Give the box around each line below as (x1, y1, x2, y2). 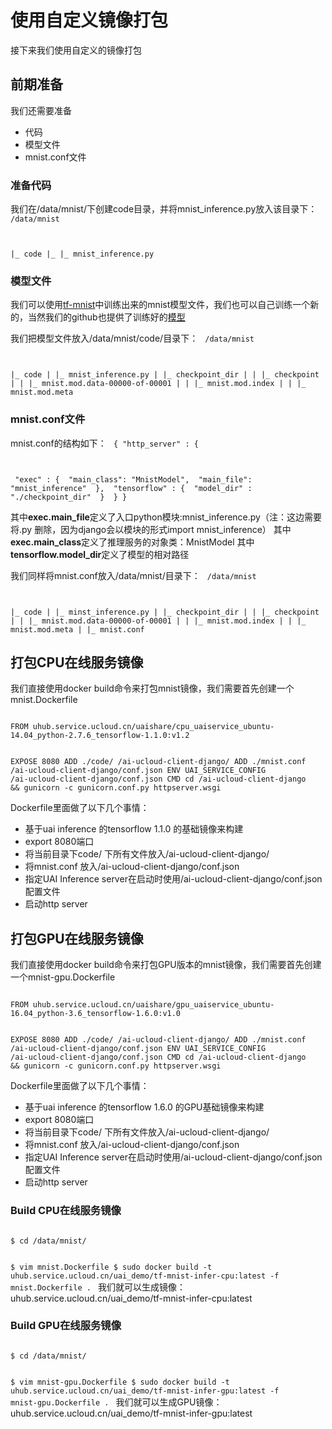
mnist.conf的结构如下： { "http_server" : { (10, 437, 199, 449)
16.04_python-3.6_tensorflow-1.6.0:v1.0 (10, 1009, 182, 1019)
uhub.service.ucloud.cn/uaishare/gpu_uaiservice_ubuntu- (32, 1000, 275, 1010)
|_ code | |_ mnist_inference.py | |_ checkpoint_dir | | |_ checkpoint (10, 370, 320, 380)
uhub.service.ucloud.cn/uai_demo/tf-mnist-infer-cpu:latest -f (10, 1271, 280, 1281)
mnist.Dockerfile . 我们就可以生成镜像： (10, 1281, 186, 1293)
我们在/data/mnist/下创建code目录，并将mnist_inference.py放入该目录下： (10, 203, 318, 215)
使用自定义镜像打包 (10, 9, 169, 32)
